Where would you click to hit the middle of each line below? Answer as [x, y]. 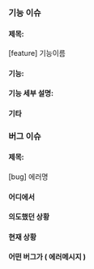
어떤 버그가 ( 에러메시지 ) [47, 257]
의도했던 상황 [29, 217]
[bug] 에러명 [28, 177]
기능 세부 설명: [31, 93]
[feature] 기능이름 [37, 53]
